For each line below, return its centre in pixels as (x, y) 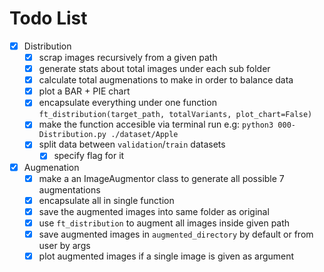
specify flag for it (89, 156)
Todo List (48, 18)
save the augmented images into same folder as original (154, 211)
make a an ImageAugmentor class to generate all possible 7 (161, 178)
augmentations (69, 189)
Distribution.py (72, 135)
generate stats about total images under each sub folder (154, 69)
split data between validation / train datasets (132, 144)
